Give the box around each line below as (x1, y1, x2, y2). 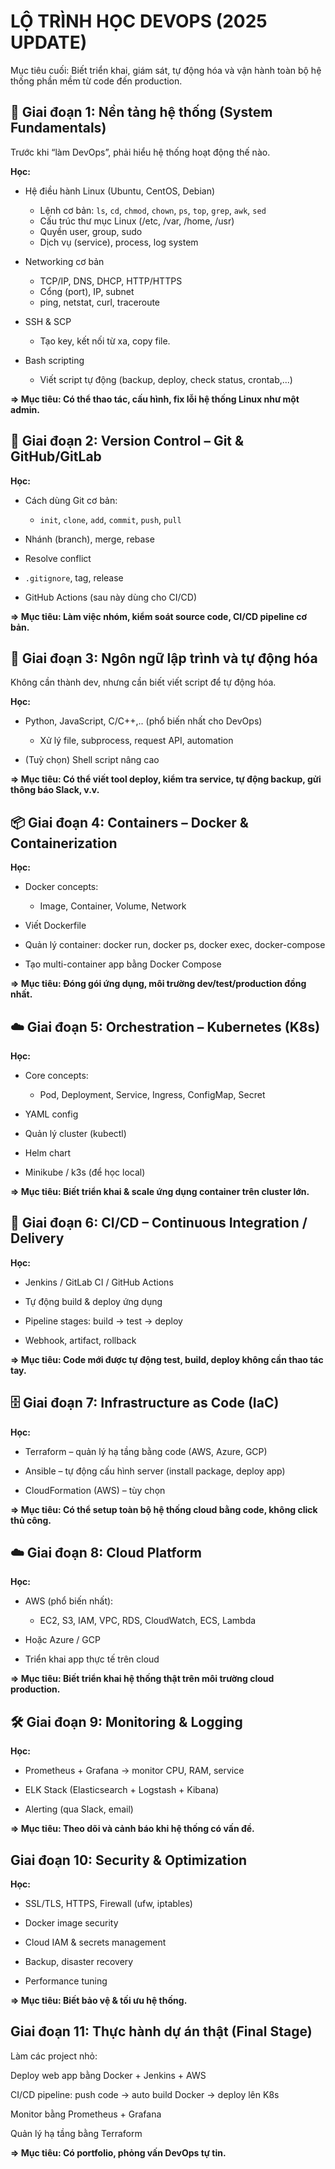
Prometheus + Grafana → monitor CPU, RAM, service (24, 1765, 245, 1777)
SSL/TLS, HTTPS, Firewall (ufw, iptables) (24, 1898, 193, 1910)
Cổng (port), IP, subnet (39, 285, 135, 297)
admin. (10, 403, 40, 415)
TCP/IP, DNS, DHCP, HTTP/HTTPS (39, 275, 183, 287)
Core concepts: (24, 1070, 89, 1081)
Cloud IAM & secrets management (24, 1936, 167, 1949)
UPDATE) (10, 31, 88, 54)
